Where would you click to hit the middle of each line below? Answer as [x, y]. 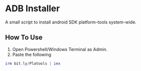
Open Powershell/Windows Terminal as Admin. [60, 49]
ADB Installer [33, 9]
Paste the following [32, 54]
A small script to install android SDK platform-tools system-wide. [71, 22]
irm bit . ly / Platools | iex [33, 63]
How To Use [24, 37]
